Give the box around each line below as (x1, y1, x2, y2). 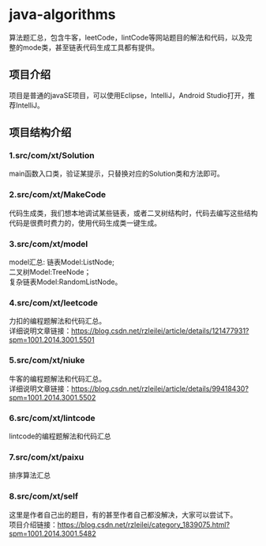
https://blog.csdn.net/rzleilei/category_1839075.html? (57, 520, 230, 529)
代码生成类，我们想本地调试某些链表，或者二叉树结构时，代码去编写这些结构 (9, 208, 258, 218)
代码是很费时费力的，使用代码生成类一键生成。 (9, 218, 161, 227)
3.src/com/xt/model (9, 238, 88, 249)
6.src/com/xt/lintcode (9, 412, 96, 423)
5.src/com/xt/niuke (9, 355, 85, 366)
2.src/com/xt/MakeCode (9, 189, 106, 200)
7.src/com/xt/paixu (9, 451, 84, 462)
